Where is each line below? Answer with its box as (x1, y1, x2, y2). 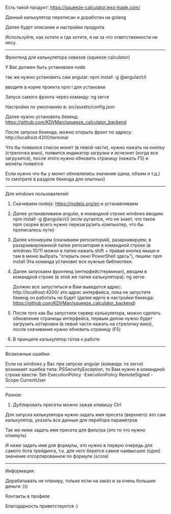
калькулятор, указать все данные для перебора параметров (5, 417, 138, 423)
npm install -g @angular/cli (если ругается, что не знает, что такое (12, 216, 156, 222)
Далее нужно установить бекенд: (5, 114, 79, 120)
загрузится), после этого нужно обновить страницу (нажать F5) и (5, 155, 149, 161)
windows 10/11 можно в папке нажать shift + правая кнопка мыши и (12, 248, 160, 254)
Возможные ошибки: (5, 351, 51, 357)
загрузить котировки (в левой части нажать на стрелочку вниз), (12, 321, 154, 327)
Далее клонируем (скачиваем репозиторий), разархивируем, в (12, 237, 152, 242)
